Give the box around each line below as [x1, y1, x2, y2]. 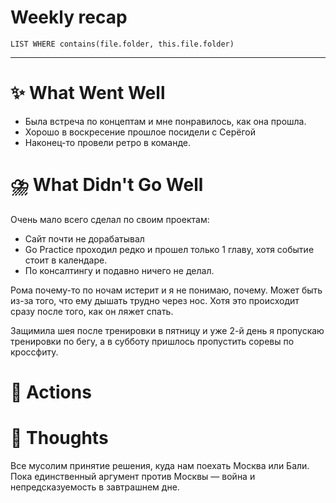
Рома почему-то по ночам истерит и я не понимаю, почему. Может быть [10, 284, 323, 296]
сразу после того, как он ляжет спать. [10, 305, 174, 317]
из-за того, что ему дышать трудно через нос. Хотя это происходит [10, 294, 300, 306]
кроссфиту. [10, 346, 59, 358]
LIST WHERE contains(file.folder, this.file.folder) [10, 39, 235, 49]
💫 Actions [10, 381, 92, 403]
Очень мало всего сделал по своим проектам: [10, 213, 210, 225]
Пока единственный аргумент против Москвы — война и [10, 470, 256, 482]
